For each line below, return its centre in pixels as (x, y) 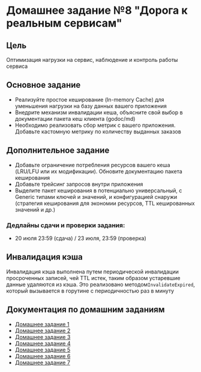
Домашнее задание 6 (43, 356)
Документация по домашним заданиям (85, 310)
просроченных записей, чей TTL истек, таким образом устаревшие (93, 278)
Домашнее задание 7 (43, 362)
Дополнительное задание (58, 151)
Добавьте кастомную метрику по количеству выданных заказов (98, 131)
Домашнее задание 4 (43, 343)
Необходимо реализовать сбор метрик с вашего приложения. (95, 125)
